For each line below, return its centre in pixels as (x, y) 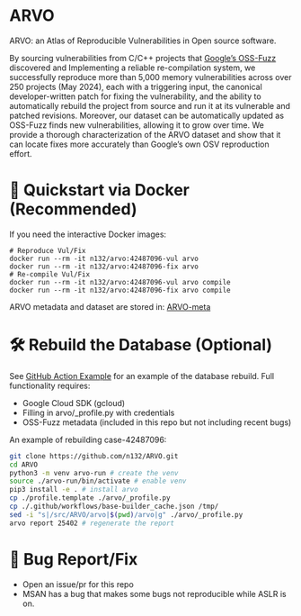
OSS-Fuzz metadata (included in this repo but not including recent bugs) (157, 422)
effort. (21, 153)
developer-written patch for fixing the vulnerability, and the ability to (136, 96)
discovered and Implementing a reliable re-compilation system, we (133, 68)
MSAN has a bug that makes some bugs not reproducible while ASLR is (154, 593)
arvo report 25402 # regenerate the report (92, 523)
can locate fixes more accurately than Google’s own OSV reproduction (139, 144)
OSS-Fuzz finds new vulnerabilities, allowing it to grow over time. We (137, 125)
